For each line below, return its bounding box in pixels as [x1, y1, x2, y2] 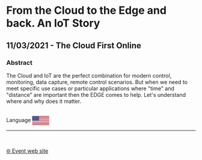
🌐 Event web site [6, 147, 49, 154]
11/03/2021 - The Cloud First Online [6, 40, 141, 51]
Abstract [6, 58, 33, 67]
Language [6, 116, 31, 123]
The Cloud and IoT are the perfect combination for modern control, [6, 72, 172, 79]
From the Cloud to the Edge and [6, 4, 167, 17]
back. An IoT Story [6, 16, 100, 30]
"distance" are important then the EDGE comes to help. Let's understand [6, 91, 186, 98]
